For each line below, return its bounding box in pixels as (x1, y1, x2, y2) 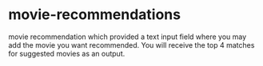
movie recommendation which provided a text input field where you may (8, 32, 247, 41)
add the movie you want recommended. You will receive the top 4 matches (8, 40, 255, 49)
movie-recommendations (8, 6, 181, 24)
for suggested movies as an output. (8, 49, 126, 58)
